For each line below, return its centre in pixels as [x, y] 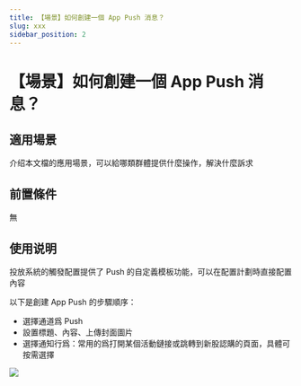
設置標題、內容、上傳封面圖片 [77, 332]
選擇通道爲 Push [53, 321]
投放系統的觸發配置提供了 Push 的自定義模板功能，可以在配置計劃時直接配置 [150, 272]
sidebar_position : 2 [48, 34]
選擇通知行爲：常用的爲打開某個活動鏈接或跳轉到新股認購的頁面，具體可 [156, 343]
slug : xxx [28, 26]
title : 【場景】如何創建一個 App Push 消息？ [87, 18]
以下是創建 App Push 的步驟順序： [73, 302]
